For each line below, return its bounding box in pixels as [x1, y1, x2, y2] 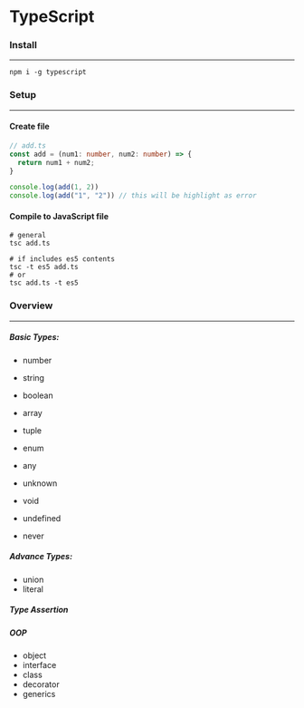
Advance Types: [9, 551, 73, 562]
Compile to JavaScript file [9, 210, 109, 221]
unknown [22, 478, 58, 489]
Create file [9, 121, 50, 132]
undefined [22, 512, 62, 523]
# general [9, 231, 47, 240]
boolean [22, 390, 53, 401]
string [22, 372, 45, 383]
